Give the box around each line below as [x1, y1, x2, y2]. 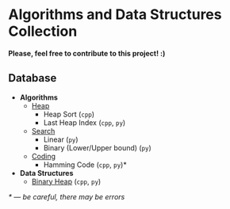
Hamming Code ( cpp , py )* [43, 160, 127, 169]
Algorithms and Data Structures [8, 6, 222, 24]
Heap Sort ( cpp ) [43, 109, 95, 119]
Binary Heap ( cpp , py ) [31, 177, 102, 186]
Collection [8, 22, 78, 40]
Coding [31, 151, 56, 161]
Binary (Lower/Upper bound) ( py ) [43, 142, 152, 152]
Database [8, 71, 57, 85]
